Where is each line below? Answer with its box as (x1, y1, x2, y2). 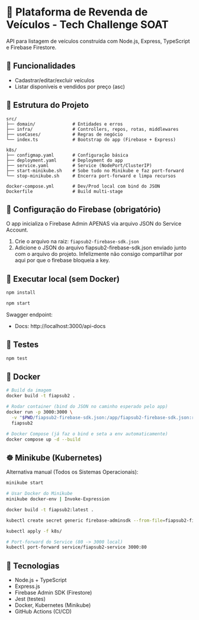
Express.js (14, 583, 40, 590)
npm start (6, 300, 31, 307)
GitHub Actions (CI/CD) (14, 608, 72, 615)
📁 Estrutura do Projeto (6, 100, 89, 110)
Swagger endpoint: (6, 311, 53, 318)
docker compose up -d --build (6, 436, 81, 442)
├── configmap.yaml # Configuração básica (6, 152, 129, 158)
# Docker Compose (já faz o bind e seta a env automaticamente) (6, 431, 168, 437)
